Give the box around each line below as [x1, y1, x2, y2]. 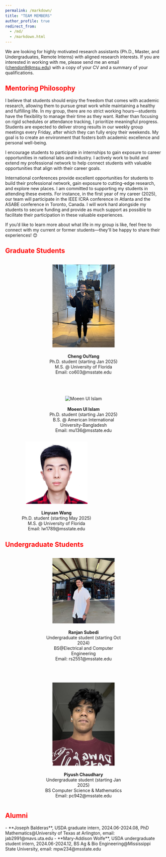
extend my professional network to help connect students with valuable [5, 160, 152, 166]
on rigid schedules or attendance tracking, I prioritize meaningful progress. [5, 119, 159, 124]
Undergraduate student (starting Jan [46, 777, 121, 783]
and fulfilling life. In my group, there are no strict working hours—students [5, 108, 157, 114]
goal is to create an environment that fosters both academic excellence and [5, 134, 160, 140]
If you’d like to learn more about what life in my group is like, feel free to [5, 222, 152, 228]
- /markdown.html [9, 34, 46, 39]
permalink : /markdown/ [5, 8, 52, 13]
